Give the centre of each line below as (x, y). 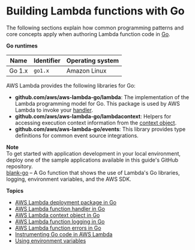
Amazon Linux (86, 70)
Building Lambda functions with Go (95, 11)
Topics (15, 191)
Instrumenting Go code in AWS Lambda (64, 234)
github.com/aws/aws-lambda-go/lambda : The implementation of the (102, 97)
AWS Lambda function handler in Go (60, 209)
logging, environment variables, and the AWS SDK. (69, 179)
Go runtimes (22, 46)
